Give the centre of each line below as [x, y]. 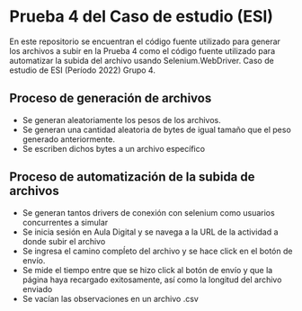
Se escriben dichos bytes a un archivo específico [113, 148]
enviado [37, 289]
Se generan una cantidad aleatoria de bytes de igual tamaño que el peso [157, 129]
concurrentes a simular [65, 222]
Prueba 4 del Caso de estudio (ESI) [142, 17]
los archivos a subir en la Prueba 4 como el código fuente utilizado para [142, 50]
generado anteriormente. [68, 139]
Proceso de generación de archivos [111, 98]
